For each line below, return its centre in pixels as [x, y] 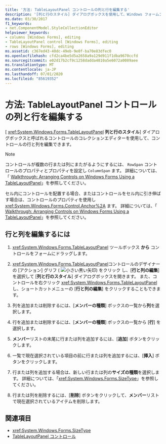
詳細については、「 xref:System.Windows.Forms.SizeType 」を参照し [90, 378]
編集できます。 [59, 144]
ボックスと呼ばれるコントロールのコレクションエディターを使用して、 [80, 138]
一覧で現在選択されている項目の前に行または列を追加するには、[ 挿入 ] [83, 355]
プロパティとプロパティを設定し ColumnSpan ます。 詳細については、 [91, 170]
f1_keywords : [19, 24]
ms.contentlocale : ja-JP [31, 70]
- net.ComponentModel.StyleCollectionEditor [52, 28]
